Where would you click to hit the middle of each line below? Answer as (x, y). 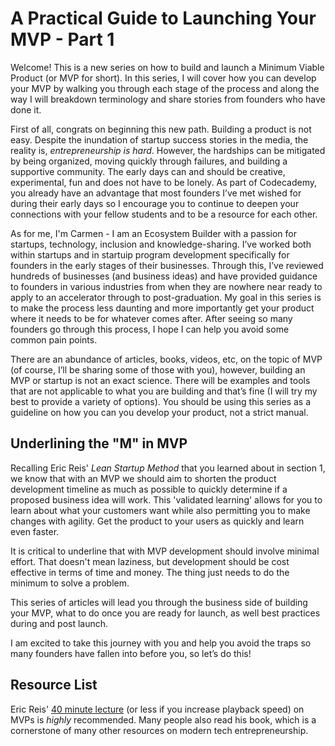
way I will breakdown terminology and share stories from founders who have (168, 99)
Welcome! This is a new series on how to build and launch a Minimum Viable (167, 67)
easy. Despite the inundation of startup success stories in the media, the (159, 139)
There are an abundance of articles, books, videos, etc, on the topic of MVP (166, 359)
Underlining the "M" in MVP (99, 443)
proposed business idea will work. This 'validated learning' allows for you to (166, 499)
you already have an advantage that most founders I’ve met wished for (156, 193)
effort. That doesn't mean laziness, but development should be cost (150, 561)
